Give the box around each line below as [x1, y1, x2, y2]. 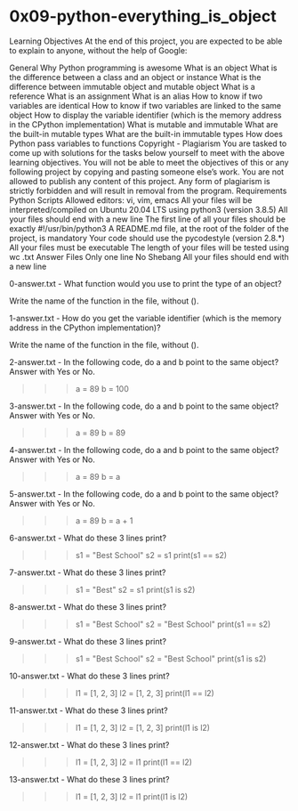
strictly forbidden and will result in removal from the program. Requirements [9, 185, 287, 196]
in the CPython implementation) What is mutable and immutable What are [9, 118, 278, 130]
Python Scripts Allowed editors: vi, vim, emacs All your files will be [9, 194, 253, 206]
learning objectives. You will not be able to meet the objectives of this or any [9, 157, 289, 167]
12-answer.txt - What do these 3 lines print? [9, 739, 170, 750]
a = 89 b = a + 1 [75, 515, 133, 526]
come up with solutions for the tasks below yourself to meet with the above [9, 147, 285, 158]
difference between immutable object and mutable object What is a [9, 81, 255, 92]
